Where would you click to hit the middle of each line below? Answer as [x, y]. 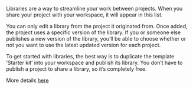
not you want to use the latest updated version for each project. [84, 45]
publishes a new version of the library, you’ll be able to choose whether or [96, 39]
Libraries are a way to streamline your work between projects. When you [94, 9]
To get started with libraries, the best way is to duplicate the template [90, 56]
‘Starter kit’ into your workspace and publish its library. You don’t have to [94, 62]
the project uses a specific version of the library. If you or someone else [94, 32]
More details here [27, 80]
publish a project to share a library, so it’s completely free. [76, 69]
